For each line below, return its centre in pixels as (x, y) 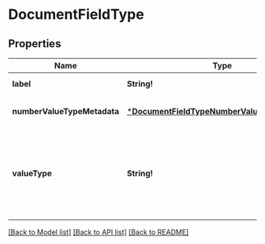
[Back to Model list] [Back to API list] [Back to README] (99, 232)
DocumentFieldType (76, 15)
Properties (35, 44)
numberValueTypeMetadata (66, 111)
